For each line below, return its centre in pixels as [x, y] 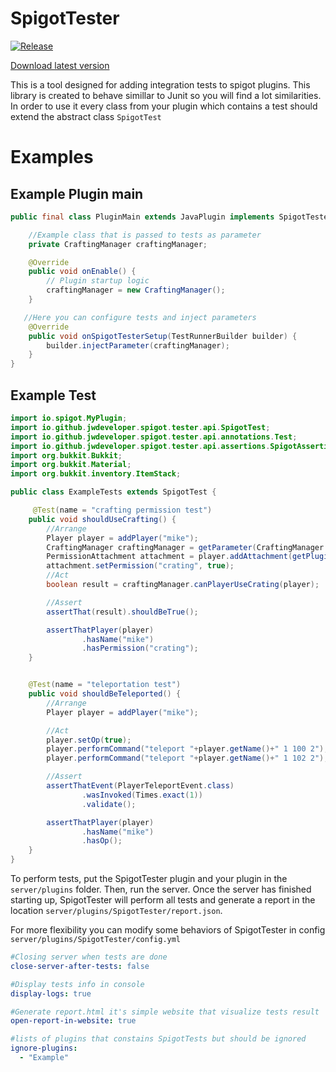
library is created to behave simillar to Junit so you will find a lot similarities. [166, 95]
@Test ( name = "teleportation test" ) [105, 685]
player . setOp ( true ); [89, 740]
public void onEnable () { [82, 272]
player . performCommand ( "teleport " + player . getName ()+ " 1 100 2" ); [187, 749]
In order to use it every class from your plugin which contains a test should [164, 106]
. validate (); [109, 804]
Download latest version [60, 65]
